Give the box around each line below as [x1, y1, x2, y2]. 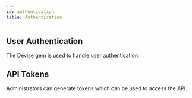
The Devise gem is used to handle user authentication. [6, 52, 140, 59]
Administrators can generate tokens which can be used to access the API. [6, 85, 187, 92]
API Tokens [6, 69, 49, 79]
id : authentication [6, 8, 55, 15]
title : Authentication [6, 14, 62, 20]
